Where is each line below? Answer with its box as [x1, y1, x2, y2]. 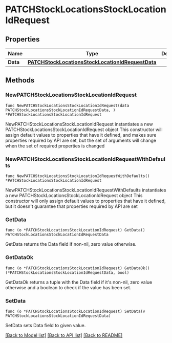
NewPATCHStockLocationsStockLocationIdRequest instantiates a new [5, 121, 154, 127]
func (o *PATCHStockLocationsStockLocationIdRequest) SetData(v [5, 309, 145, 314]
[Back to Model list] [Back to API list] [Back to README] [5, 332, 123, 338]
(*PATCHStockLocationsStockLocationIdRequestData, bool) [5, 270, 130, 275]
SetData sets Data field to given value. [5, 322, 86, 328]
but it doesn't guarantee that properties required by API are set [5, 203, 138, 209]
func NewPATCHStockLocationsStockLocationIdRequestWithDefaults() [5, 173, 150, 179]
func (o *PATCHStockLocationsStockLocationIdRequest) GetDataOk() [5, 265, 150, 271]
